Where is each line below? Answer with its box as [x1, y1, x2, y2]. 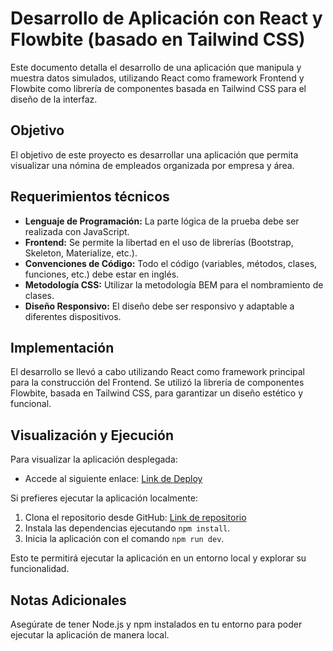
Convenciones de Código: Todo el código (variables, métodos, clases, [24, 257, 318, 269]
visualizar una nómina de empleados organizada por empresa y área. [10, 159, 295, 171]
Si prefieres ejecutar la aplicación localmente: [10, 492, 198, 504]
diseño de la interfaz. [10, 93, 98, 105]
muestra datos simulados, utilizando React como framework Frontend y [10, 72, 305, 84]
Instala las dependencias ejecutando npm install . [24, 522, 231, 534]
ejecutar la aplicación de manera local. [10, 629, 170, 641]
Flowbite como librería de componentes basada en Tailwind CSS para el [10, 82, 307, 94]
